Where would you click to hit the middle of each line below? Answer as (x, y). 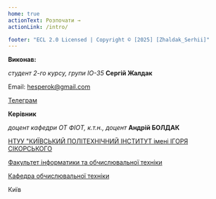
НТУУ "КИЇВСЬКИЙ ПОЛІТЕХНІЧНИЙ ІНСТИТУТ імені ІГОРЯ (98, 141)
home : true (24, 14)
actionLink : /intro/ (38, 27)
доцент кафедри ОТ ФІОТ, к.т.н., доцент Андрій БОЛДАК (94, 128)
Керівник (23, 114)
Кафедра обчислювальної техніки (59, 176)
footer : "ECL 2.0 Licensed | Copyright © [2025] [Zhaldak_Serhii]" (109, 39)
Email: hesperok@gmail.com (49, 87)
